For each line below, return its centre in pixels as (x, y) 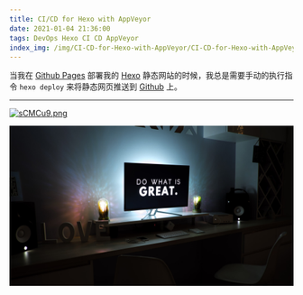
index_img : (30, 48)
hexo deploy (42, 88)
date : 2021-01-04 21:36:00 (60, 28)
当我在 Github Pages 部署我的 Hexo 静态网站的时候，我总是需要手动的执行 (147, 76)
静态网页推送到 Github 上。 (132, 87)
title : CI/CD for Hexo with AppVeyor (80, 19)
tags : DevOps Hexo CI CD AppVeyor (74, 38)
